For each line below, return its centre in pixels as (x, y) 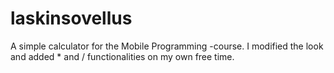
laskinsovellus (71, 18)
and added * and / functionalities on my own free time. (122, 56)
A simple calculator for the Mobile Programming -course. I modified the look (167, 46)
